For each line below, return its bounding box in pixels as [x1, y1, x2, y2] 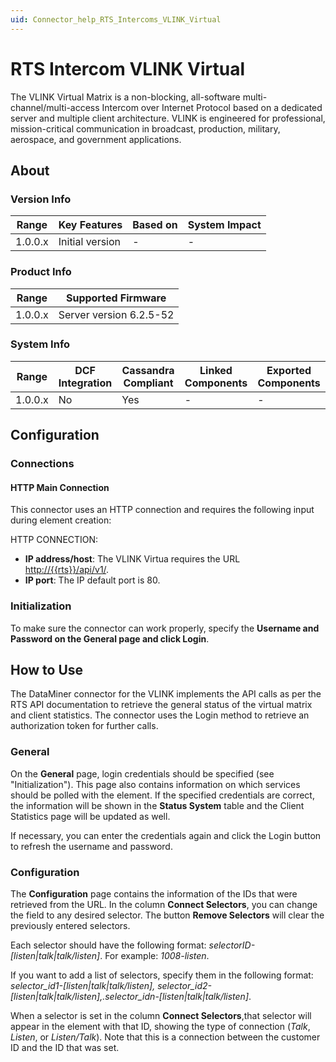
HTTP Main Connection [10, 481, 110, 493]
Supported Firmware [65, 291, 167, 305]
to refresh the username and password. [10, 840, 173, 852]
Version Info [10, 192, 72, 206]
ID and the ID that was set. [10, 1042, 120, 1054]
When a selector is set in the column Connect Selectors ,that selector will [10, 1010, 312, 1022]
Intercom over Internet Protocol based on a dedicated [101, 101, 323, 113]
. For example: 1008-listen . [99, 950, 210, 962]
